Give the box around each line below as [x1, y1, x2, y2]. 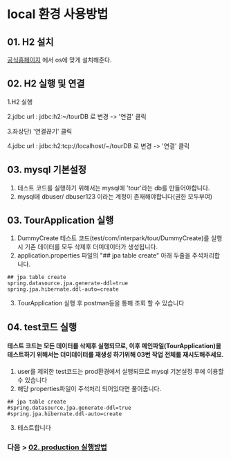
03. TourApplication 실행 [7, 215, 114, 226]
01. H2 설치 [7, 36, 54, 48]
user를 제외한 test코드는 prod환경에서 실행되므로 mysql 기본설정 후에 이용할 [17, 368, 224, 376]
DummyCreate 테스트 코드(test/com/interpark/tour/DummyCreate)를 [17, 234, 210, 242]
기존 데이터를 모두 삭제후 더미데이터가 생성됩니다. [24, 243, 158, 251]
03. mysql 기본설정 [7, 164, 87, 176]
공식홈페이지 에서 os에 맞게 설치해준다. [7, 56, 112, 64]
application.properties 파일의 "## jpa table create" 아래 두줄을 [17, 251, 191, 260]
